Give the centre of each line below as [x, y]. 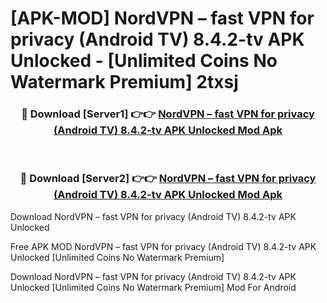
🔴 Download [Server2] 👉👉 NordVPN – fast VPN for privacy [168, 179]
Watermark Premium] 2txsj [124, 82]
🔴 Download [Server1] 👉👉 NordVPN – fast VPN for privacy [168, 114]
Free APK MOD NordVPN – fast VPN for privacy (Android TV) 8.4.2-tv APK [163, 246]
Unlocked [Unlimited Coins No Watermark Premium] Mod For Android [153, 287]
